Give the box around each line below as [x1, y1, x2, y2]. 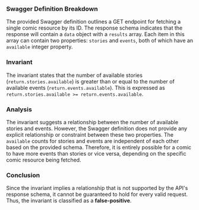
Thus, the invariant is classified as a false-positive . [6, 197, 132, 204]
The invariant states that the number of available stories [6, 72, 143, 79]
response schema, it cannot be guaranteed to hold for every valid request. [6, 191, 188, 198]
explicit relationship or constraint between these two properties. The [6, 131, 174, 138]
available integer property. [6, 43, 73, 50]
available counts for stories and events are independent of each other [6, 137, 179, 144]
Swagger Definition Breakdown [6, 5, 98, 13]
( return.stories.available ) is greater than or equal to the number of [6, 77, 175, 85]
